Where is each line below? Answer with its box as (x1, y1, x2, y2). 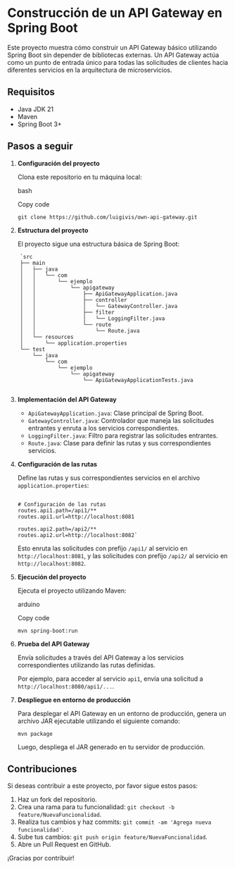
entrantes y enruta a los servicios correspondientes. (27, 424, 179, 432)
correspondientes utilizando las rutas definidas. (17, 660, 156, 669)
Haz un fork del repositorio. (17, 795, 97, 804)
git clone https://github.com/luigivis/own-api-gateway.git (17, 214, 198, 221)
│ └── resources (20, 333, 74, 340)
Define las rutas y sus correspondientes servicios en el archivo (17, 474, 201, 482)
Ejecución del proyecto (17, 572, 87, 581)
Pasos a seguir (7, 140, 73, 152)
